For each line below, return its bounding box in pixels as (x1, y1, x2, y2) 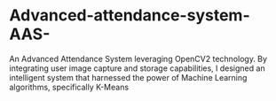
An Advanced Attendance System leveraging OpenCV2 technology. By (9, 53, 268, 64)
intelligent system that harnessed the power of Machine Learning (9, 72, 248, 82)
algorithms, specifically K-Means (9, 82, 130, 92)
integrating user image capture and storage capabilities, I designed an (9, 63, 265, 74)
